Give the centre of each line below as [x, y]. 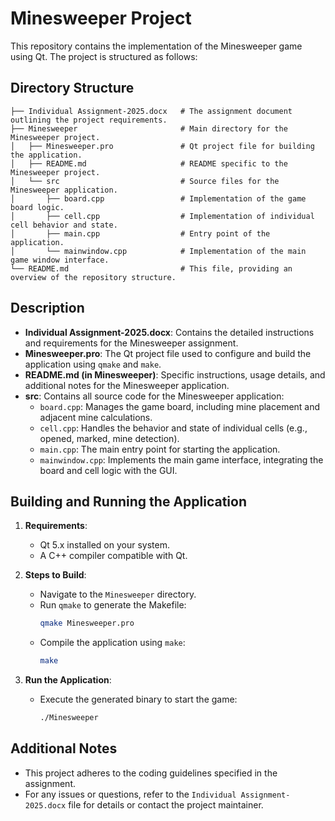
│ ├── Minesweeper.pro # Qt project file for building [162, 146]
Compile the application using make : [112, 643]
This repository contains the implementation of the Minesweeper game [156, 46]
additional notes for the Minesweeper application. [127, 385]
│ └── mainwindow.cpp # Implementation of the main [158, 251]
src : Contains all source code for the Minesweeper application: [154, 396]
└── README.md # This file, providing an [151, 268]
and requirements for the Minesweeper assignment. [131, 343]
